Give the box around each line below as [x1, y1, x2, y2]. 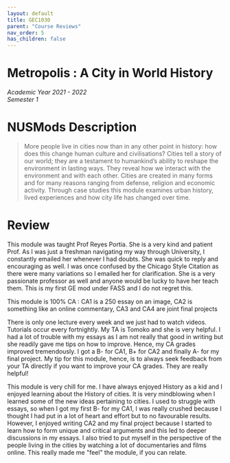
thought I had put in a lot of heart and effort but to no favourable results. [7, 411, 211, 420]
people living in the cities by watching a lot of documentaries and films [7, 441, 207, 449]
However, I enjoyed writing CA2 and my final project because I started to [7, 419, 212, 427]
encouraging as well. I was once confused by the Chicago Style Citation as [7, 262, 219, 270]
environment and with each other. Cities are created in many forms [23, 171, 213, 180]
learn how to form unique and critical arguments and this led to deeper [7, 426, 207, 434]
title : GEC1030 [7, 17, 51, 23]
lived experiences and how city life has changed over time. [23, 193, 191, 202]
